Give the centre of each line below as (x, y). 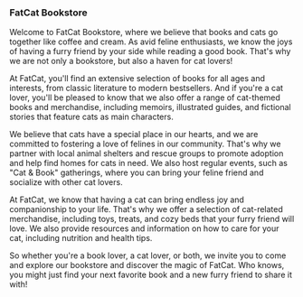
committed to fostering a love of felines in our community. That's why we (145, 144)
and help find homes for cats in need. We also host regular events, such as (148, 163)
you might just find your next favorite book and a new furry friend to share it (151, 275)
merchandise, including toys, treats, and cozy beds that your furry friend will (152, 219)
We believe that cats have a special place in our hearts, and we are (134, 135)
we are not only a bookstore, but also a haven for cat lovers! (121, 61)
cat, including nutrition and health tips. (81, 238)
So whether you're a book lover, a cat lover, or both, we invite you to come (148, 255)
